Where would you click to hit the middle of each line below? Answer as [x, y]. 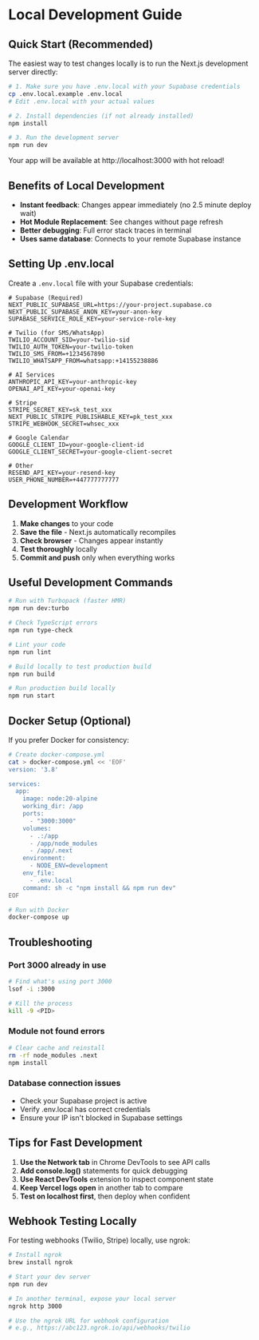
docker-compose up [39, 917]
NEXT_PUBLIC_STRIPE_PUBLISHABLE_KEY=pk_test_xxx [90, 417]
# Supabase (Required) [46, 297]
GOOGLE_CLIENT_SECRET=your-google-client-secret [90, 452]
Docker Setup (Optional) [70, 721]
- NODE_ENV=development [69, 866]
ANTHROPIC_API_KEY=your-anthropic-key [73, 381]
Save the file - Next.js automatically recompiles [98, 532]
